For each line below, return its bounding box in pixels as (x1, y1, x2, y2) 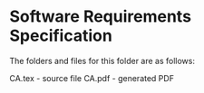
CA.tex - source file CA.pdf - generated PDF (9, 72, 175, 83)
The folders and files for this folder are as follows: (9, 55, 196, 66)
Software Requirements (9, 6, 192, 27)
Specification (9, 25, 113, 46)
